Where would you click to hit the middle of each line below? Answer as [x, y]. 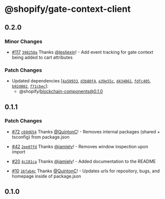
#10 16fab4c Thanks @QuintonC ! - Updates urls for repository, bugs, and [86, 171]
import [19, 152]
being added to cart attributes [42, 57]
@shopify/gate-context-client [68, 9]
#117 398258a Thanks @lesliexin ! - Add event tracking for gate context [82, 52]
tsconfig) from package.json [41, 137]
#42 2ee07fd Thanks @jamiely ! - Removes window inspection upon [80, 146]
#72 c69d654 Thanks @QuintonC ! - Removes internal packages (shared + [86, 131]
